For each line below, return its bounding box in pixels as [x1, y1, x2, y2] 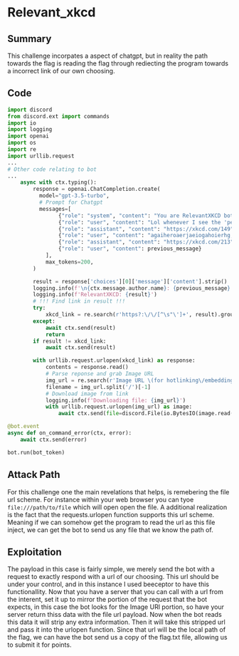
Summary [7, 33, 52, 45]
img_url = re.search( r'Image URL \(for [45, 377, 164, 384]
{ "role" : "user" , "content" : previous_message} [58, 245, 202, 253]
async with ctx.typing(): [20, 179, 97, 186]
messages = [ [38, 205, 72, 212]
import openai [7, 132, 50, 140]
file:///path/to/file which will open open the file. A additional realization [7, 503, 228, 511]
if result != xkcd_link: [33, 338, 107, 345]
